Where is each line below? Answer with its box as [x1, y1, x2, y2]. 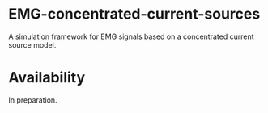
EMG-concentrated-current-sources [8, 5, 261, 23]
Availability [8, 69, 86, 87]
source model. [8, 40, 57, 49]
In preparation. [8, 94, 58, 105]
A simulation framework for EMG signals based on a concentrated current [8, 31, 254, 41]
